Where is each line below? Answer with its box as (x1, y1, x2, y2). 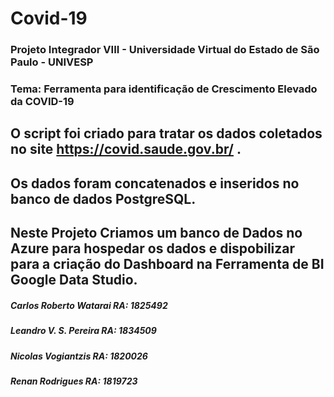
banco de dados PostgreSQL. (10, 190, 197, 207)
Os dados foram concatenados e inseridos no (10, 175, 300, 192)
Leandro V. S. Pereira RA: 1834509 (10, 325, 157, 337)
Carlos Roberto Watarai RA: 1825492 (10, 299, 168, 311)
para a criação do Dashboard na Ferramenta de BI (10, 256, 325, 273)
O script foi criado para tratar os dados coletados (10, 125, 323, 142)
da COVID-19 (10, 95, 75, 109)
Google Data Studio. (10, 272, 138, 289)
